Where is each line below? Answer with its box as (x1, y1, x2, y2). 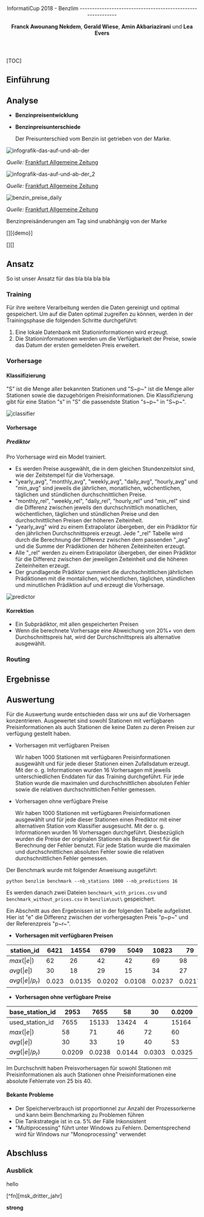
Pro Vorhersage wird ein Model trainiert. (6, 453, 107, 460)
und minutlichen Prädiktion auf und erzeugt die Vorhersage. (15, 581, 165, 588)
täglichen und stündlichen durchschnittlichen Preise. (15, 491, 147, 498)
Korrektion (6, 607, 34, 614)
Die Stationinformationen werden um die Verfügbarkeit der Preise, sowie (15, 335, 197, 342)
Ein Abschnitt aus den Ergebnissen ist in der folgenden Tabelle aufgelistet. (6, 907, 192, 915)
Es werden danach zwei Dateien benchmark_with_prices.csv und (6, 889, 167, 896)
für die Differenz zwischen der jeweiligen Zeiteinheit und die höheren (15, 555, 188, 563)
